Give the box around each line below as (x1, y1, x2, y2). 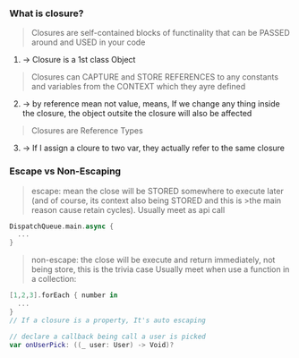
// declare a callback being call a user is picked (9, 332, 206, 341)
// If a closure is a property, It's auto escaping (9, 316, 206, 325)
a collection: (30, 274, 77, 285)
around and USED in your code (30, 37, 146, 47)
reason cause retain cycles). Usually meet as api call (30, 204, 226, 215)
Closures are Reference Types (30, 125, 143, 136)
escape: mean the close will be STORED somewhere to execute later (30, 185, 284, 196)
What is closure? (9, 7, 84, 20)
